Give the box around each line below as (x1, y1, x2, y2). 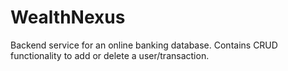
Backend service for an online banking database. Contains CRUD (10, 39, 278, 51)
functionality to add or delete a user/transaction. (10, 49, 210, 61)
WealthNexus (10, 6, 126, 29)
